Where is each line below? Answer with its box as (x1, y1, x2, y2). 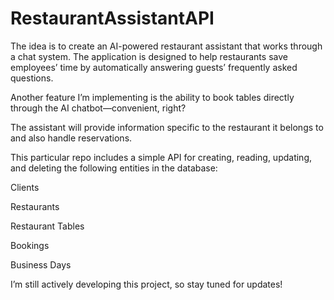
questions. (10, 72, 54, 84)
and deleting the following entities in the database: (10, 162, 218, 174)
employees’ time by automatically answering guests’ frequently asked (10, 61, 298, 73)
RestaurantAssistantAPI (10, 7, 215, 30)
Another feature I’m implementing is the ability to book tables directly (10, 91, 295, 103)
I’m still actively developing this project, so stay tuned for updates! (10, 278, 283, 290)
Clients (10, 181, 40, 193)
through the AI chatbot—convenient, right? (10, 102, 187, 114)
